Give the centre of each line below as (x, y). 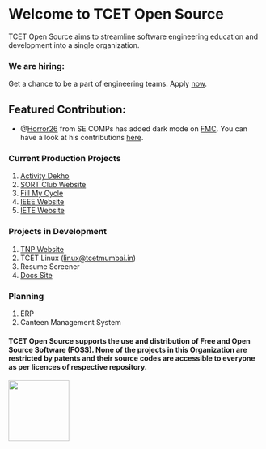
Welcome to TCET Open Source (116, 14)
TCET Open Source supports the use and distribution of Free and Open (129, 340)
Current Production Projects (65, 158)
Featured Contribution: (68, 109)
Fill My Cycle (42, 193)
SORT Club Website (53, 185)
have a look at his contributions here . (82, 138)
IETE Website (42, 211)
